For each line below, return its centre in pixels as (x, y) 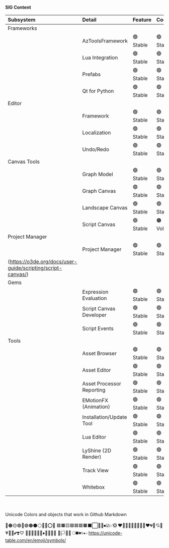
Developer (95, 315)
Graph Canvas (99, 191)
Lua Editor (94, 437)
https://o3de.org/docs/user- (44, 262)
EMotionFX (95, 400)
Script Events (98, 328)
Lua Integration (100, 58)
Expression (95, 292)
